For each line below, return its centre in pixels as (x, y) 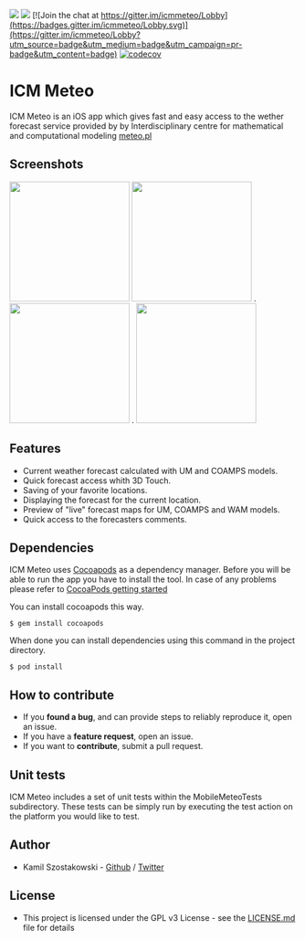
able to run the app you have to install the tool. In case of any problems (143, 579)
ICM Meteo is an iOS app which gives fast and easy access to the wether (147, 116)
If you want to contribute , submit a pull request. (113, 746)
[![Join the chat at (65, 15)
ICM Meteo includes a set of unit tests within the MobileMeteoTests (136, 797)
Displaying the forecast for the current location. (112, 500)
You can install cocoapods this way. (77, 607)
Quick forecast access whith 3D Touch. (97, 481)
